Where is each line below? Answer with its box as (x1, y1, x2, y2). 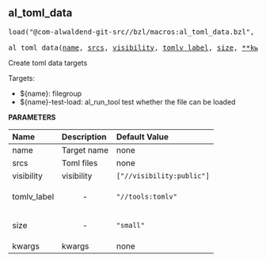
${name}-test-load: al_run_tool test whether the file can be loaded (19, 97, 236, 106)
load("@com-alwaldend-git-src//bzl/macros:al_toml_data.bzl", (8, 27, 255, 36)
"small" (116, 221, 145, 230)
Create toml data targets (8, 58, 88, 67)
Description (62, 131, 107, 142)
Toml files (62, 158, 98, 169)
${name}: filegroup (19, 89, 82, 98)
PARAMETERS (8, 112, 56, 122)
